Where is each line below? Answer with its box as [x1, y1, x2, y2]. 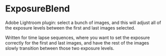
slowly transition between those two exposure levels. [5, 45, 114, 51]
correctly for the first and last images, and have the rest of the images [5, 39, 149, 45]
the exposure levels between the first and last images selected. [5, 24, 135, 30]
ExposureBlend [5, 3, 70, 14]
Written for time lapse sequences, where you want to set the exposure [5, 34, 150, 40]
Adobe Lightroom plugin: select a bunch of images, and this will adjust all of [5, 19, 161, 25]
